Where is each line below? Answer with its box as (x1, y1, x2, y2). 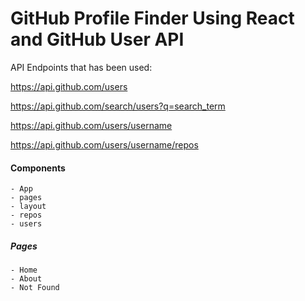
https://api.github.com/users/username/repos (10, 138, 199, 151)
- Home (10, 265, 38, 276)
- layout (10, 202, 47, 212)
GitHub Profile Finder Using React (10, 7, 295, 30)
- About (10, 274, 43, 284)
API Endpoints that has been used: (10, 61, 153, 73)
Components (10, 162, 66, 174)
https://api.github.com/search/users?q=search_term (10, 100, 226, 112)
